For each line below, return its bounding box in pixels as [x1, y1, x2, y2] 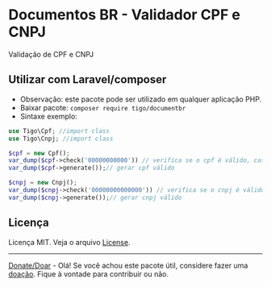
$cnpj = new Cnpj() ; [8, 179, 78, 187]
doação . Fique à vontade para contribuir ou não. [8, 268, 169, 279]
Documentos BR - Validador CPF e [8, 6, 240, 24]
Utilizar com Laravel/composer [8, 73, 167, 86]
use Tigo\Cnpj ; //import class [8, 135, 114, 143]
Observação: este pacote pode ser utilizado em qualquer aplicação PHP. [19, 94, 262, 104]
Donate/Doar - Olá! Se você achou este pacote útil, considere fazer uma [8, 260, 248, 270]
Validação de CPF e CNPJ [8, 49, 94, 59]
